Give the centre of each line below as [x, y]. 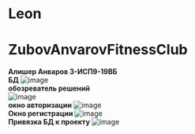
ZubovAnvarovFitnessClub [98, 50]
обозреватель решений [49, 88]
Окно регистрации [41, 114]
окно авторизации [40, 105]
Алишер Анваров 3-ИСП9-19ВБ [63, 72]
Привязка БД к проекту [49, 122]
